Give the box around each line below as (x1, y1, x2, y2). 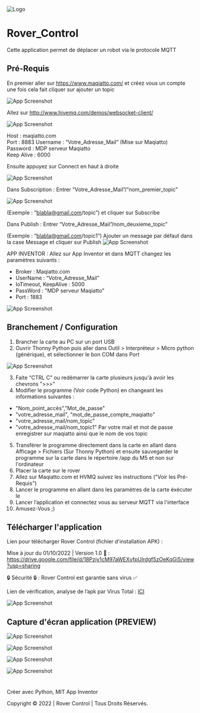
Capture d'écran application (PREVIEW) (7, 617, 157, 627)
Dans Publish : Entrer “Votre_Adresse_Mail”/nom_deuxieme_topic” (7, 220, 168, 228)
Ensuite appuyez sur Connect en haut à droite (7, 162, 119, 170)
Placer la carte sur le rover (15, 466, 81, 474)
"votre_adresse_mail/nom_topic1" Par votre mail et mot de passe (15, 423, 173, 431)
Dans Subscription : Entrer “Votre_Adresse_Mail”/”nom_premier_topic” (7, 186, 178, 193)
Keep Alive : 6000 (7, 151, 51, 158)
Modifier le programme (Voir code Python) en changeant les (15, 386, 163, 394)
